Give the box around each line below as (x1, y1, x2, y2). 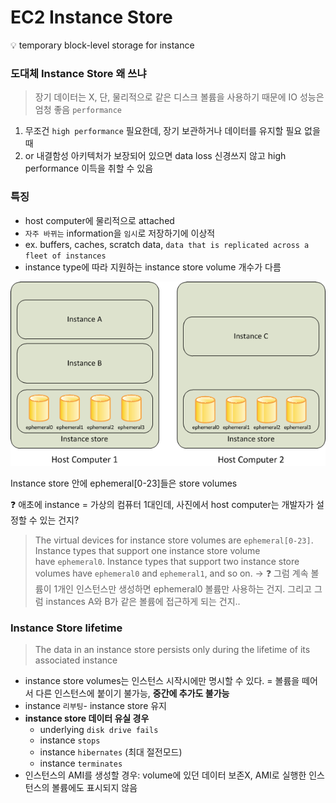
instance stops (39, 734, 101, 746)
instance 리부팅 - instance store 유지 (24, 699, 167, 711)
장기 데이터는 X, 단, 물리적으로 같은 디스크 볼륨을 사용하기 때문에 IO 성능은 (34, 91, 325, 103)
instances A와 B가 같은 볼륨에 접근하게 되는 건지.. (45, 595, 241, 607)
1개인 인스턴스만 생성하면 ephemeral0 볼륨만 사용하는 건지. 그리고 (53, 582, 312, 595)
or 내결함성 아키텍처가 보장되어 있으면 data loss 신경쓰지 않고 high (24, 150, 287, 162)
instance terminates (39, 757, 123, 769)
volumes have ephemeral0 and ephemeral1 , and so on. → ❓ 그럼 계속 (34, 567, 309, 579)
